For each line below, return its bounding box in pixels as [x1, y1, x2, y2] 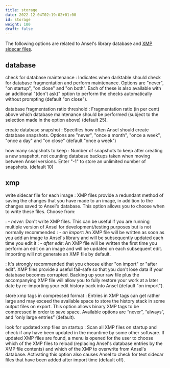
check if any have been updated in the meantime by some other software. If [5, 329, 165, 335]
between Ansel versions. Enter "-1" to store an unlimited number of [5, 158, 147, 164]
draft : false [5, 27, 33, 32]
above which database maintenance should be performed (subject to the [5, 111, 159, 118]
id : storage [5, 17, 31, 22]
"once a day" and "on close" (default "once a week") [5, 137, 116, 144]
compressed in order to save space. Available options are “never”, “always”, [5, 309, 165, 315]
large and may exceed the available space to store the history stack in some [5, 297, 165, 304]
